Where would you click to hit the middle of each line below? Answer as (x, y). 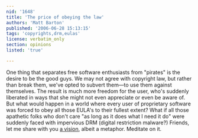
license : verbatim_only (35, 39)
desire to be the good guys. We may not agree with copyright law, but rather (99, 78)
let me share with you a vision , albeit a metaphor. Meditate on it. (84, 129)
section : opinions (29, 45)
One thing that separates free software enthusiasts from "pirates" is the (93, 72)
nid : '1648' (21, 12)
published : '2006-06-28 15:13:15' (49, 28)
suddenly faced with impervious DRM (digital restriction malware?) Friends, (98, 123)
